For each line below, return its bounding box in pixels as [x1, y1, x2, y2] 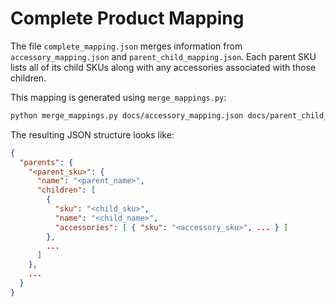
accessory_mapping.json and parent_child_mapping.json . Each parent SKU [10, 50, 317, 62]
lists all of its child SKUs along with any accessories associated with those [10, 61, 317, 73]
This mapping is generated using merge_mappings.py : [10, 91, 227, 103]
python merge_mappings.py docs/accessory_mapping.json [10, 110, 244, 121]
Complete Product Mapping [10, 7, 245, 30]
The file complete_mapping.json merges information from [10, 40, 243, 52]
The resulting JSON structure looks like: [10, 128, 175, 141]
